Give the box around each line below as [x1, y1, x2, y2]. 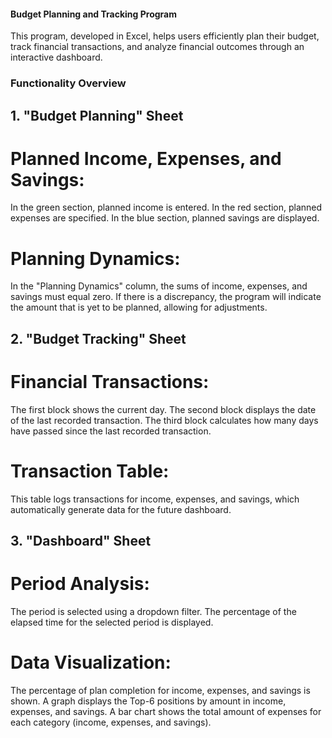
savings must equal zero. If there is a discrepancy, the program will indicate [10, 291, 322, 303]
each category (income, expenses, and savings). [10, 716, 212, 728]
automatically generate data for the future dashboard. [10, 503, 232, 515]
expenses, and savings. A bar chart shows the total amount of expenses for [10, 705, 322, 717]
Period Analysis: [10, 573, 150, 595]
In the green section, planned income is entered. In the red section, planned [10, 201, 323, 214]
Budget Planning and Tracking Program [10, 8, 178, 20]
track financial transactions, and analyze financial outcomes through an [10, 41, 305, 53]
